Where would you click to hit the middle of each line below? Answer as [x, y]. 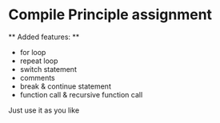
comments [37, 77]
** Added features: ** [44, 37]
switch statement [48, 69]
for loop [33, 52]
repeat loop [39, 61]
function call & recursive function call [81, 94]
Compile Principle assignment [110, 15]
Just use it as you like [44, 110]
